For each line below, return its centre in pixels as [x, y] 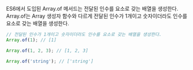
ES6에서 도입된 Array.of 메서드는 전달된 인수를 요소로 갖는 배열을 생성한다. [92, 9]
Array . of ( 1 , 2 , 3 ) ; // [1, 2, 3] [47, 51]
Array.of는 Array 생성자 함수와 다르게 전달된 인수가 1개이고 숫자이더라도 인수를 [97, 16]
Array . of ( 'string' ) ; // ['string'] [50, 61]
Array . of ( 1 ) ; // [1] [32, 40]
